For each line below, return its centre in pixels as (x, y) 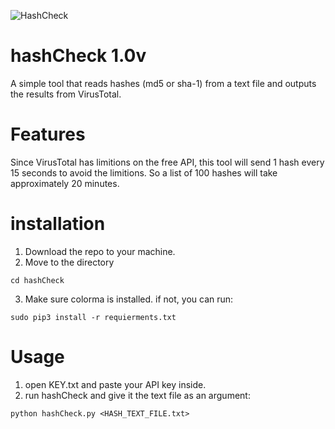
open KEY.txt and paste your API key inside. (115, 384)
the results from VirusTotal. (66, 94)
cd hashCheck (37, 280)
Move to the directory (69, 262)
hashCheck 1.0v (78, 56)
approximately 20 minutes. (65, 183)
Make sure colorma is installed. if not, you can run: (129, 299)
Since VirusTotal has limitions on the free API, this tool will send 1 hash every (167, 162)
